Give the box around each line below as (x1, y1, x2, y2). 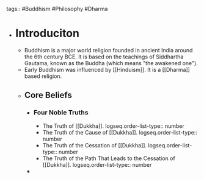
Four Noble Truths (33, 108, 89, 117)
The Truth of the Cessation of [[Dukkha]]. (42, 141, 147, 149)
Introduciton (15, 27, 79, 40)
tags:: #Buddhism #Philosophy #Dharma (6, 5, 108, 12)
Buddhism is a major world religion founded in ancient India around (24, 46, 193, 54)
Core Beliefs (24, 90, 72, 100)
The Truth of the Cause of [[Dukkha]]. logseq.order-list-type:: (42, 128, 197, 136)
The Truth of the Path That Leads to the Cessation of (42, 155, 175, 162)
